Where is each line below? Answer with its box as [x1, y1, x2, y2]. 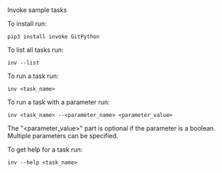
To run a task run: [7, 72, 59, 80]
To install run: [7, 20, 48, 28]
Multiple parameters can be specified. [7, 132, 118, 140]
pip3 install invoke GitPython [7, 33, 100, 40]
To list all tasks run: [7, 45, 64, 55]
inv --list [7, 60, 40, 67]
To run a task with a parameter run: [7, 98, 110, 106]
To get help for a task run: [7, 145, 83, 154]
